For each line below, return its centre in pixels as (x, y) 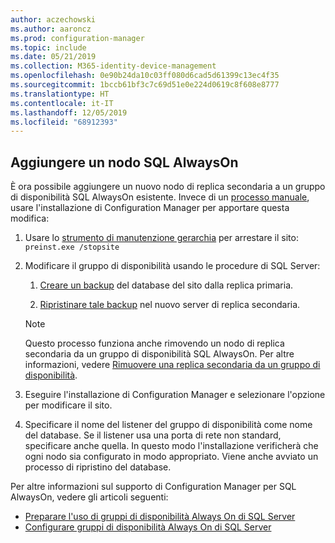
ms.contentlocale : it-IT (62, 103)
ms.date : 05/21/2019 (53, 57)
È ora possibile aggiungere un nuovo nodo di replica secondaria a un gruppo (168, 187)
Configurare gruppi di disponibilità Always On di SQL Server (148, 527)
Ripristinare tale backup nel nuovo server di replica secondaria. (170, 305)
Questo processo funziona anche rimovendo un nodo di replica (154, 343)
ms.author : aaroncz (51, 29)
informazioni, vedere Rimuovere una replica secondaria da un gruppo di (172, 365)
